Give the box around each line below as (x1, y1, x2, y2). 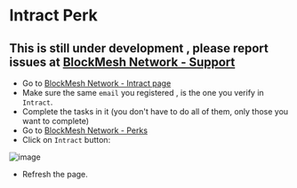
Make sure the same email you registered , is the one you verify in (21, 88, 264, 98)
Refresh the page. (21, 169, 89, 179)
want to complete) (21, 116, 90, 126)
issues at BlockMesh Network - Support (9, 54, 236, 69)
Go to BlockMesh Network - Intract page (21, 78, 172, 89)
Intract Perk (9, 5, 98, 26)
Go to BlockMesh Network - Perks (21, 125, 148, 136)
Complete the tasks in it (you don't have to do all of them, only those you (21, 106, 289, 116)
